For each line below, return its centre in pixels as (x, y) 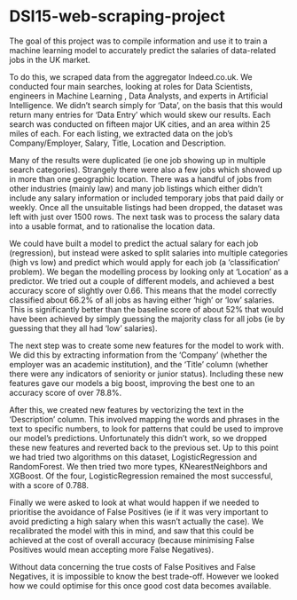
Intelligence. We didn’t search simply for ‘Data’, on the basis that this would (146, 105)
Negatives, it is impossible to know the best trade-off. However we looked (144, 576)
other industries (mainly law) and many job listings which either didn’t (136, 188)
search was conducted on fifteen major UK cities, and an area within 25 (140, 124)
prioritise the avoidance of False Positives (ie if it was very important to (139, 511)
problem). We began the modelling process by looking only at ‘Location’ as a (149, 272)
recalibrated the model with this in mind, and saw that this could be (132, 531)
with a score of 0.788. (49, 485)
